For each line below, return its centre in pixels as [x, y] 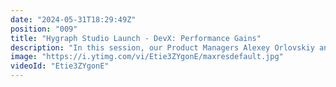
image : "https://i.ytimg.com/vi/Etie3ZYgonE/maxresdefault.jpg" [147, 57]
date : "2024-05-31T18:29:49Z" [73, 19]
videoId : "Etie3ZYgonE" [60, 66]
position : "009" [44, 29]
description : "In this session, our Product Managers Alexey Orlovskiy [162, 47]
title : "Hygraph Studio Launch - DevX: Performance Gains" [136, 38]
